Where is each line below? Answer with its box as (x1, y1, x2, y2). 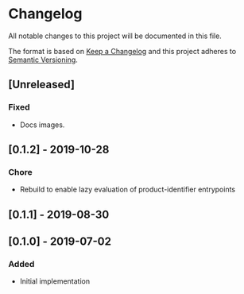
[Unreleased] (8, 78, 76, 91)
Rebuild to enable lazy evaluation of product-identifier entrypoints (19, 184, 236, 195)
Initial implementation (19, 277, 91, 286)
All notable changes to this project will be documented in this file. (8, 31, 223, 41)
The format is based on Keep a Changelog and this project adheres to (8, 46, 237, 56)
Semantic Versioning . (8, 55, 78, 64)
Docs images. (19, 120, 65, 130)
